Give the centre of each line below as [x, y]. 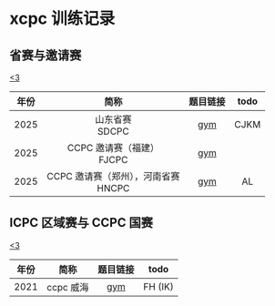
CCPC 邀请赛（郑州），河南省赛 [113, 176]
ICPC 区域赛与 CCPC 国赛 [81, 223]
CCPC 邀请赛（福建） [113, 148]
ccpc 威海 [68, 287]
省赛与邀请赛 [46, 55]
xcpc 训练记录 [62, 19]
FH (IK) [159, 286]
